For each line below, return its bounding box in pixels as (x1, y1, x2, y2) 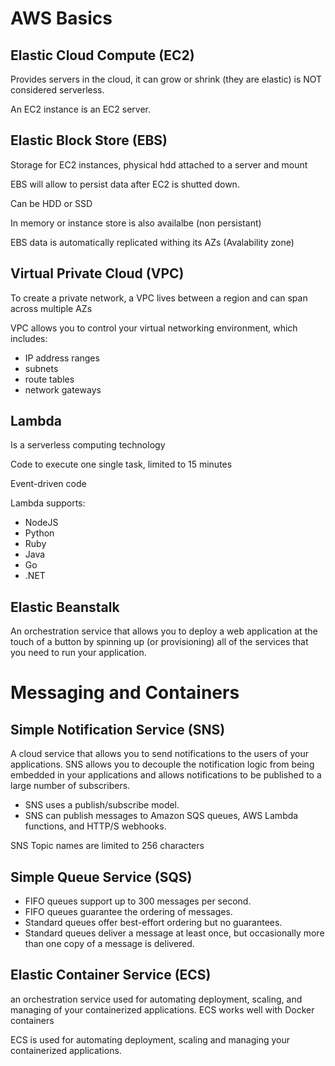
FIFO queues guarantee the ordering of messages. (24, 906, 233, 918)
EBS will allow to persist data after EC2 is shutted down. (10, 178, 240, 190)
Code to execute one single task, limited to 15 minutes (10, 458, 233, 471)
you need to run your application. (10, 647, 147, 659)
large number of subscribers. (10, 780, 131, 792)
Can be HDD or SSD (10, 197, 93, 209)
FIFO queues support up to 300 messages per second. (24, 895, 252, 907)
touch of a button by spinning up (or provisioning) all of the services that (10, 636, 309, 648)
